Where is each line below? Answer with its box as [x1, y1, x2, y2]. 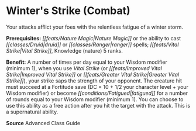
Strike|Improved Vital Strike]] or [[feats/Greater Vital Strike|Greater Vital [6, 71, 180, 78]
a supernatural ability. [6, 108, 59, 115]
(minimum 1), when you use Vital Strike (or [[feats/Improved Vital [6, 64, 162, 71]
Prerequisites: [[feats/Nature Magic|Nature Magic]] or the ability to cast [6, 35, 181, 42]
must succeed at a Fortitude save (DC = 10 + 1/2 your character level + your [6, 83, 189, 90]
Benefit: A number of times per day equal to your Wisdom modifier [6, 58, 168, 65]
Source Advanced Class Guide [6, 119, 81, 126]
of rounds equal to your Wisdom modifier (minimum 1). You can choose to [6, 95, 184, 103]
